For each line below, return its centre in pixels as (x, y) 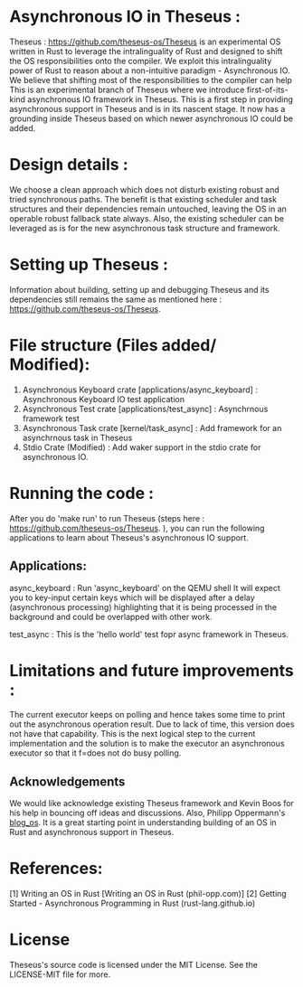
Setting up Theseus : (89, 265)
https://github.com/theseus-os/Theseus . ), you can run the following (137, 528)
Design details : (69, 165)
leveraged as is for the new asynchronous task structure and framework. (145, 228)
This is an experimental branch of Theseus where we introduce (127, 89)
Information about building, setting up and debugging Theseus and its (139, 289)
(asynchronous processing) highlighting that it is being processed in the (143, 606)
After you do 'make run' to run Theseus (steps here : (107, 518)
